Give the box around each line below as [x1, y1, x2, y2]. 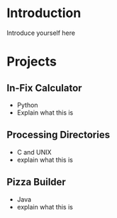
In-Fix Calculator [6, 82, 82, 94]
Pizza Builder [6, 176, 67, 188]
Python [16, 100, 38, 109]
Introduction [6, 5, 82, 21]
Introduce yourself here [6, 28, 76, 37]
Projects [6, 53, 57, 70]
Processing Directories [6, 129, 111, 141]
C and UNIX [16, 147, 52, 156]
